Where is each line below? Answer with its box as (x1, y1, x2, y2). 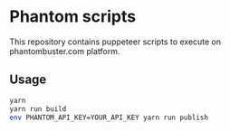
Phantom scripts (9, 6, 137, 27)
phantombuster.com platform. (9, 45, 120, 56)
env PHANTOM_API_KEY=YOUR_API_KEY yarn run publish (9, 113, 208, 122)
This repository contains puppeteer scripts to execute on (9, 36, 222, 47)
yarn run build (9, 104, 67, 114)
